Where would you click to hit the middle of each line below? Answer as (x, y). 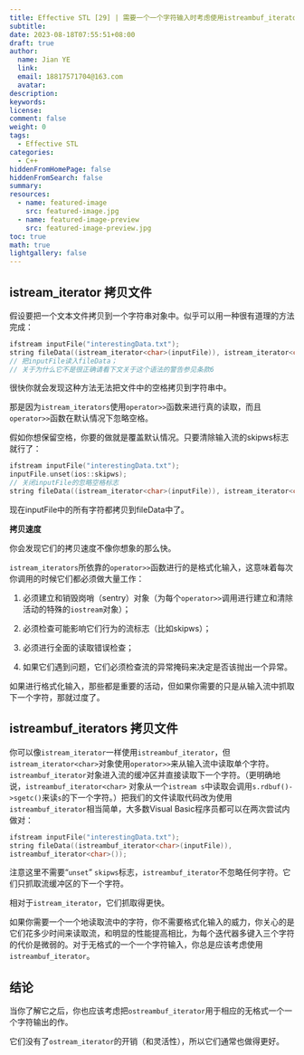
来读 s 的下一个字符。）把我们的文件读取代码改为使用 (137, 797)
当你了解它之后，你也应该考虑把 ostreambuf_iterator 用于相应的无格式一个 (147, 1011)
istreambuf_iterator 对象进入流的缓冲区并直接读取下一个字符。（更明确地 (145, 775)
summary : (26, 186)
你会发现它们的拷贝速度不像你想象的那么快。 (93, 547)
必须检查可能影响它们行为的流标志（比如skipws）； (117, 628)
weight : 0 (28, 128)
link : (28, 69)
